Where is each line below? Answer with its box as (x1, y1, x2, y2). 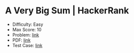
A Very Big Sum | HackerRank (5, 5, 130, 16)
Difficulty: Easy (12, 21, 44, 27)
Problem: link (12, 32, 40, 38)
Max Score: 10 (12, 26, 42, 32)
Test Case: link (12, 42, 43, 48)
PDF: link (12, 37, 31, 43)
